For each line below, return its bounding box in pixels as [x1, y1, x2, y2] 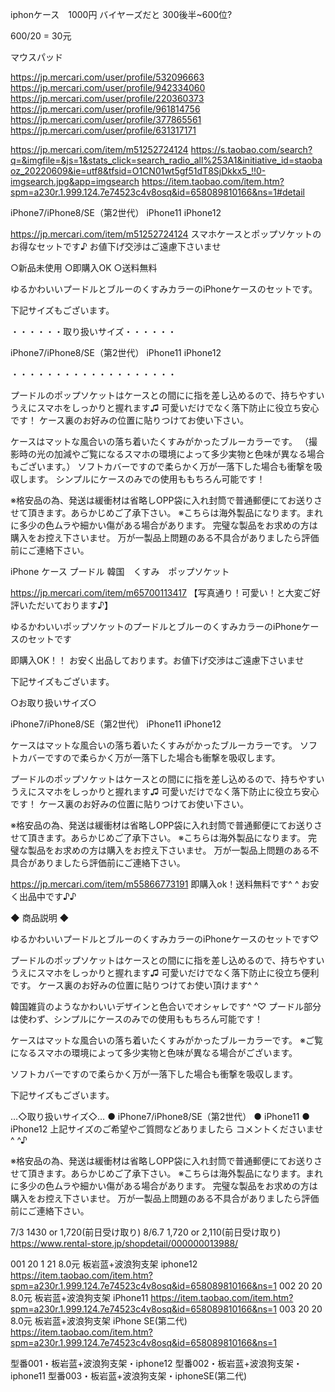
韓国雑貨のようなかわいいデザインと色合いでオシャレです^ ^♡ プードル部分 [10, 1001, 322, 1012]
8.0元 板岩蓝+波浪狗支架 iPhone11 [10, 1292, 149, 1303]
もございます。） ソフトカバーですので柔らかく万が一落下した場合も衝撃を [10, 461, 314, 472]
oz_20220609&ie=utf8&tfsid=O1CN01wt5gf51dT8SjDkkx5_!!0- [10, 165, 267, 177]
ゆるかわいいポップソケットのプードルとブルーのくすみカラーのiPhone [10, 621, 302, 632]
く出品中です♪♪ [10, 891, 77, 902]
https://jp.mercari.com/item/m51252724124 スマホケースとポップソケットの [10, 228, 322, 240]
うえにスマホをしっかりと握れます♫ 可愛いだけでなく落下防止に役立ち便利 [10, 967, 320, 978]
